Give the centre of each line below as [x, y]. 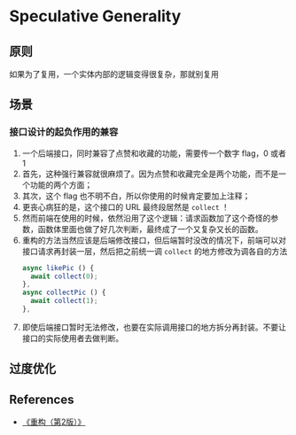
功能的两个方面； [61, 184]
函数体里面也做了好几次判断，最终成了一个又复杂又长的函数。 [150, 229]
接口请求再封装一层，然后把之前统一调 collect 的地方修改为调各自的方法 [155, 251]
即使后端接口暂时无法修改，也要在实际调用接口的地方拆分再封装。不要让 [154, 327]
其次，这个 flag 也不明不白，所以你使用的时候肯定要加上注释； [136, 196]
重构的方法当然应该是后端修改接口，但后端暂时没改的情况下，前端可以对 [154, 240]
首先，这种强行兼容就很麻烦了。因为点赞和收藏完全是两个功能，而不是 [150, 174]
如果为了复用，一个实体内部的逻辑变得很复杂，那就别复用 [114, 74]
